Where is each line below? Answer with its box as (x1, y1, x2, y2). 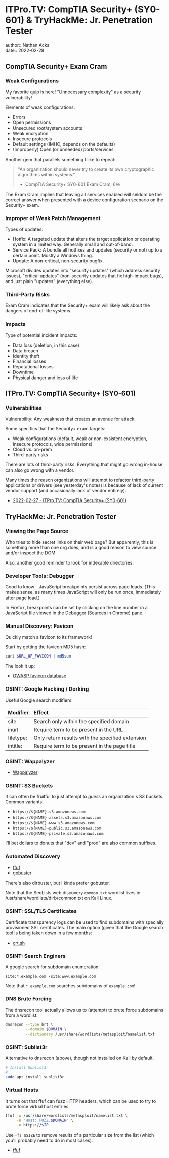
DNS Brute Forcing (5, 995, 52, 1003)
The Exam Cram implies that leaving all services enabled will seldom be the (5, 191, 162, 197)
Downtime (12, 369, 34, 375)
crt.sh (12, 940, 25, 946)
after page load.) (5, 594, 40, 601)
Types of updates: (5, 226, 43, 232)
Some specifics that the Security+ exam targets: (5, 426, 106, 432)
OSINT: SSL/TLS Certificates (5, 907, 77, 915)
